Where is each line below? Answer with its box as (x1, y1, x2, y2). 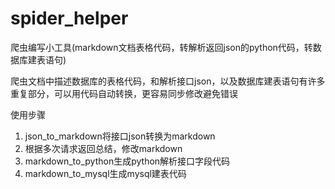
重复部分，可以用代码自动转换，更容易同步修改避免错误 (10, 87, 238, 99)
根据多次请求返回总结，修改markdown (24, 142, 183, 154)
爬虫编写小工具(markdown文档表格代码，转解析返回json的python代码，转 (10, 41, 313, 53)
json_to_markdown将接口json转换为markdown (24, 130, 216, 142)
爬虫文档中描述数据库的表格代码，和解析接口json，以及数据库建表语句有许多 (10, 75, 326, 87)
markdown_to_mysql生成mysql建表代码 (24, 167, 187, 179)
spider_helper (10, 7, 129, 30)
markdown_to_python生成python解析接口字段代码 (24, 155, 231, 167)
